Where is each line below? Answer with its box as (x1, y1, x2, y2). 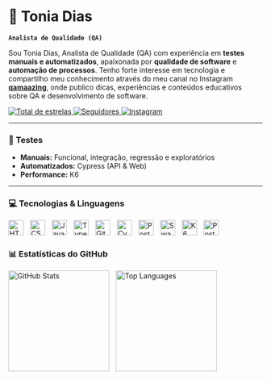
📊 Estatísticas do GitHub (8, 248, 108, 260)
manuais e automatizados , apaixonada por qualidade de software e (8, 56, 237, 66)
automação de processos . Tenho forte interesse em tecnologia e (8, 65, 226, 75)
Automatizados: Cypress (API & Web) (19, 161, 148, 171)
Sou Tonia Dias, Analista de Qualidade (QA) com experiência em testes (8, 48, 244, 57)
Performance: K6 (19, 169, 79, 180)
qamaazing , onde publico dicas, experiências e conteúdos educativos (8, 82, 242, 92)
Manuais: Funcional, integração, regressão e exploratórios (19, 152, 215, 162)
